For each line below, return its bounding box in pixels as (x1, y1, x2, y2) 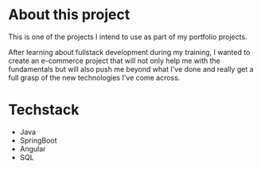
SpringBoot (19, 136, 57, 145)
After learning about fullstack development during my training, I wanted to (8, 47, 251, 57)
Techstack (8, 101, 80, 119)
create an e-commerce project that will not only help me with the (8, 56, 220, 65)
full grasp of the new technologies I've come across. (8, 73, 181, 82)
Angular (19, 143, 46, 153)
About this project (8, 6, 130, 24)
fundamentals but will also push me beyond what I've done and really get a (8, 64, 254, 73)
